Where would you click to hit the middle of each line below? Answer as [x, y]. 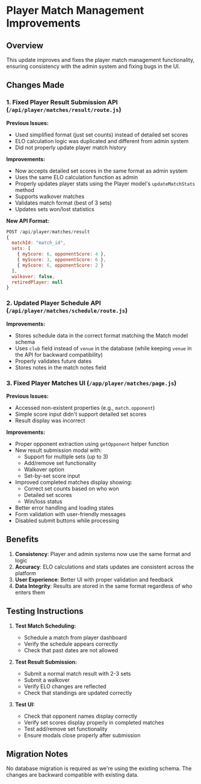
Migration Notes [37, 754]
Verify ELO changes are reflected [65, 686]
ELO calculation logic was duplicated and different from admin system [102, 141]
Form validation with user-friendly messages [70, 514]
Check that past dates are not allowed [71, 650]
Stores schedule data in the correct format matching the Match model [101, 335]
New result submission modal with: [58, 450]
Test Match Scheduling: [45, 626]
